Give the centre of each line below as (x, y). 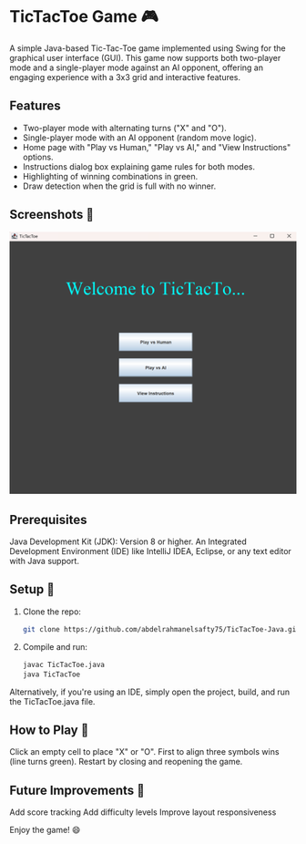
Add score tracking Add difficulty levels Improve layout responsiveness (143, 812)
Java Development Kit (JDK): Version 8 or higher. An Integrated (128, 541)
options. (38, 157)
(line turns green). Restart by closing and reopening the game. (126, 762)
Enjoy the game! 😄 (45, 830)
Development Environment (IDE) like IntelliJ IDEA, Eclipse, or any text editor (150, 551)
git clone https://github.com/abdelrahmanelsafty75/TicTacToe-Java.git (161, 629)
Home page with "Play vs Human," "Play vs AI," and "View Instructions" (157, 147)
